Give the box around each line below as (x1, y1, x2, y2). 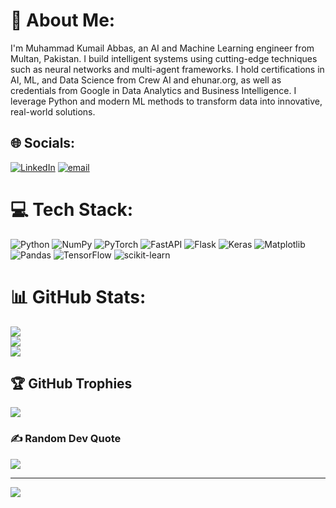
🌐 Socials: (10, 135, 76, 152)
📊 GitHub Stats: (10, 285, 147, 308)
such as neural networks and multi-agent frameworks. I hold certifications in (10, 63, 325, 75)
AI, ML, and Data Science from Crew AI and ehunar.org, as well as (10, 74, 282, 86)
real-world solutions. (10, 105, 96, 118)
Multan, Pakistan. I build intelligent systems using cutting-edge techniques (10, 52, 318, 64)
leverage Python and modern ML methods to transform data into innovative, (10, 95, 323, 107)
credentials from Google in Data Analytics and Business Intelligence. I (10, 84, 297, 96)
